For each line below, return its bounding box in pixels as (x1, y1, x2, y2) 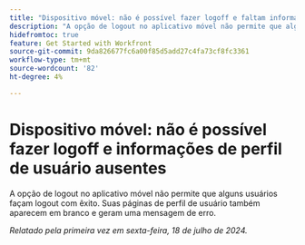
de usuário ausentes (9, 158, 167, 178)
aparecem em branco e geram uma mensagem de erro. (9, 207, 216, 218)
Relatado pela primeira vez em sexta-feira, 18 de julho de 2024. (9, 224, 248, 236)
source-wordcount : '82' (9, 64, 100, 73)
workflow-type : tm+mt (9, 55, 92, 64)
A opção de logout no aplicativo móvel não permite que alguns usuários (9, 188, 279, 199)
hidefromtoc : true (9, 30, 79, 39)
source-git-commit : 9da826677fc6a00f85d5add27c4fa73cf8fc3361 (9, 47, 250, 56)
